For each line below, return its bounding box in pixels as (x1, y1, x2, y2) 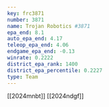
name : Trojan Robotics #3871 (7, 22, 90, 29)
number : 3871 (7, 16, 45, 23)
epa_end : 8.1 (7, 29, 45, 36)
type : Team (7, 73, 38, 80)
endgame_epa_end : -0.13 (7, 48, 75, 55)
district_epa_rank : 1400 (7, 61, 78, 67)
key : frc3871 (7, 10, 45, 17)
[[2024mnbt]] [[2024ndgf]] (7, 92, 84, 100)
